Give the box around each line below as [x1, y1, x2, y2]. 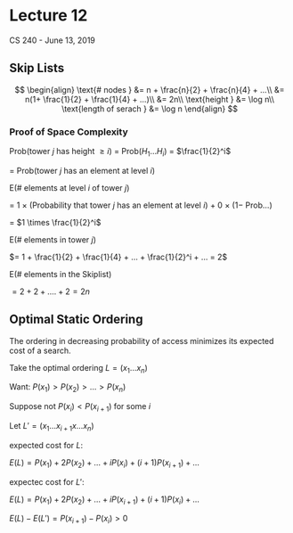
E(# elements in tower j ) [9, 234, 96, 245]
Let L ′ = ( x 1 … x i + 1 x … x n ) [9, 421, 95, 433]
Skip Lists [9, 61, 65, 76]
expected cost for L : [9, 439, 83, 450]
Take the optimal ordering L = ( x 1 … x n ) [9, 362, 149, 375]
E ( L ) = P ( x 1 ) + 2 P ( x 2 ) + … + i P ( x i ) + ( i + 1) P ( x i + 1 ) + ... [9, 456, 200, 470]
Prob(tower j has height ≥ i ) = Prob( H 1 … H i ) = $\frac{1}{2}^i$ [9, 146, 232, 159]
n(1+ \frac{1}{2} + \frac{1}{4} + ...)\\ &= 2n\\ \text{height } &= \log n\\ [25, 94, 274, 104]
